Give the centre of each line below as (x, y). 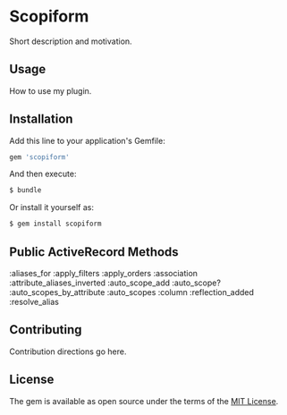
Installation (41, 119)
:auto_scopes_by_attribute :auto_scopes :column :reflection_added (132, 292)
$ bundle (25, 191)
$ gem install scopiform (55, 224)
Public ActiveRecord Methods (94, 252)
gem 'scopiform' (39, 157)
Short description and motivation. (71, 41)
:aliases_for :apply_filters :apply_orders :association (104, 273)
